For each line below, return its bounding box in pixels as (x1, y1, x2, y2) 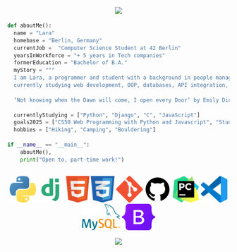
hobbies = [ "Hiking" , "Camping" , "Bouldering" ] (13, 126, 157, 133)
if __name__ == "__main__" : (7, 141, 90, 148)
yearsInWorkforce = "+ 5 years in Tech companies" (13, 52, 166, 59)
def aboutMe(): (7, 22, 52, 29)
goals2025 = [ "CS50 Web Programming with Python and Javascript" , (13, 119, 213, 126)
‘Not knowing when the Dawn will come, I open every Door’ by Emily (13, 96, 219, 104)
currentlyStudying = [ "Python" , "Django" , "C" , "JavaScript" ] (13, 112, 200, 119)
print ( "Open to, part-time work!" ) (20, 156, 125, 163)
